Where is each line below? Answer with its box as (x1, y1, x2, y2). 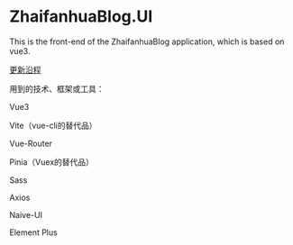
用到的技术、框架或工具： (9, 83, 105, 94)
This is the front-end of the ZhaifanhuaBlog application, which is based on (9, 36, 285, 47)
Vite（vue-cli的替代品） (9, 120, 97, 131)
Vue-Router (9, 138, 52, 149)
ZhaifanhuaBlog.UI (9, 6, 153, 27)
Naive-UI (9, 209, 43, 220)
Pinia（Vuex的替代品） (9, 156, 95, 168)
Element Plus (9, 227, 59, 238)
